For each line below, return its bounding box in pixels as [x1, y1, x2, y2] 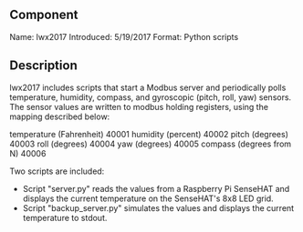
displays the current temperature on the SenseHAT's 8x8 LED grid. [22, 193, 274, 204]
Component [9, 7, 79, 23]
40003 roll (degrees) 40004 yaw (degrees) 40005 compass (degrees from [9, 138, 292, 149]
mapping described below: [9, 111, 110, 122]
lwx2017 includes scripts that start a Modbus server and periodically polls [9, 82, 287, 93]
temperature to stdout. [22, 212, 108, 223]
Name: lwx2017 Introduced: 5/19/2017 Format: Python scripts [9, 31, 239, 42]
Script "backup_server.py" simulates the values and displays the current [22, 202, 295, 213]
